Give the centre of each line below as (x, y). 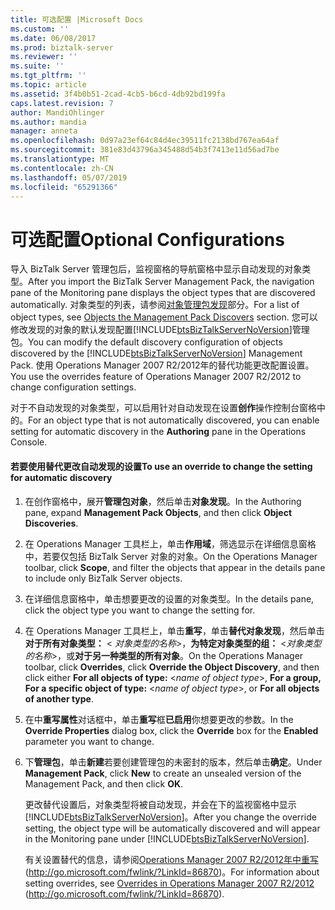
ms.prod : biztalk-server (62, 47)
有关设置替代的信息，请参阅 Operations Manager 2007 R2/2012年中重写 (171, 859)
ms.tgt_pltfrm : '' (48, 76)
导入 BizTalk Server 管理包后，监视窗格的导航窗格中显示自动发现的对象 (156, 269)
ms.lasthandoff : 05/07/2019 (69, 177)
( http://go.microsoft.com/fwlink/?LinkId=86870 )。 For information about (172, 872)
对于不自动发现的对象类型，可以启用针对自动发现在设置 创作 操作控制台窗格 (163, 408)
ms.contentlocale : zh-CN (62, 168)
